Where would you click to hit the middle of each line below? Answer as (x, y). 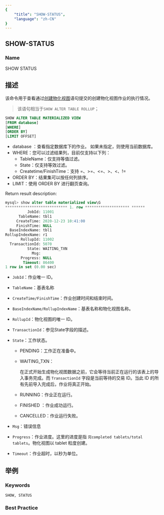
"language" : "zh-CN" (35, 19)
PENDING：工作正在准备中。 (49, 351)
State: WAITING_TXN (47, 249)
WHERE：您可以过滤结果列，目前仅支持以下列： (61, 153)
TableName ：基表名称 (33, 288)
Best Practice (22, 508)
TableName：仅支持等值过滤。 (51, 159)
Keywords (18, 485)
